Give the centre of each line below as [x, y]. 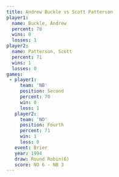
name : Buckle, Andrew [39, 23]
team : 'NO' [34, 119]
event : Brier [31, 147]
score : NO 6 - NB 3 [39, 165]
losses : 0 [24, 68]
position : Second [42, 91]
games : [15, 74]
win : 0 [28, 102]
